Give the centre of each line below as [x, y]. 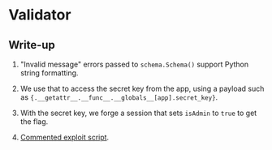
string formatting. [49, 73]
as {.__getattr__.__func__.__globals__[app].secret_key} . [119, 97]
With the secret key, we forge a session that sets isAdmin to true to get [138, 113]
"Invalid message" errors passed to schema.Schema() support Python [134, 64]
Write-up [32, 45]
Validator [40, 15]
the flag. [34, 122]
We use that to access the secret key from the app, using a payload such [142, 88]
